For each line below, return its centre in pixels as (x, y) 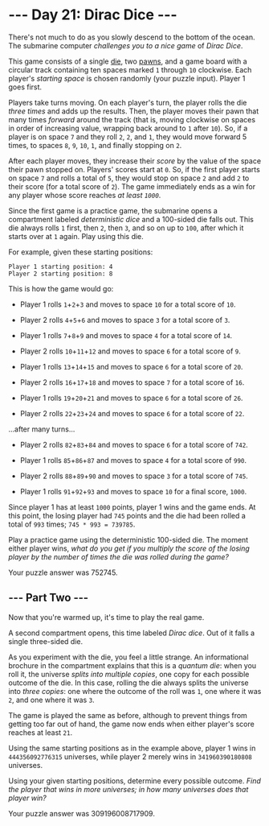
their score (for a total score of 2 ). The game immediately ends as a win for (132, 186)
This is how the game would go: (61, 288)
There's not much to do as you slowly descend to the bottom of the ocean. (132, 37)
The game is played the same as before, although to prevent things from (128, 715)
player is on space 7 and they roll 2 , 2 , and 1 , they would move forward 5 (128, 136)
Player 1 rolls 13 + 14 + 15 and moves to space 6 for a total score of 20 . (131, 366)
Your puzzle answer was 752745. (63, 572)
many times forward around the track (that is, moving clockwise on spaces (132, 119)
